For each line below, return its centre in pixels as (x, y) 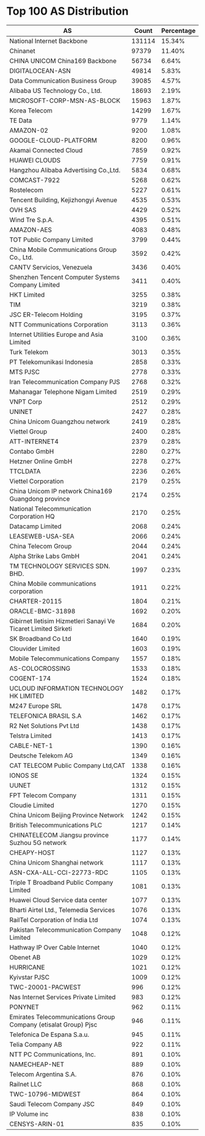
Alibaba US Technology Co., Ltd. (56, 90)
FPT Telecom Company (43, 795)
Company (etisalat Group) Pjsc (53, 1024)
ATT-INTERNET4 (34, 441)
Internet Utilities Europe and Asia (56, 334)
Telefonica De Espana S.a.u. (49, 1035)
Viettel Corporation (37, 481)
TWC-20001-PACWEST (45, 987)
